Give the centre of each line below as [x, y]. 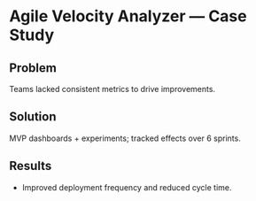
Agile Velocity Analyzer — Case [128, 16]
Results [31, 166]
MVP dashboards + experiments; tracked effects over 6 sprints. [125, 138]
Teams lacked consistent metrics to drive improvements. [112, 89]
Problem [33, 68]
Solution [33, 117]
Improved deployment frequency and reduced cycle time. [127, 187]
